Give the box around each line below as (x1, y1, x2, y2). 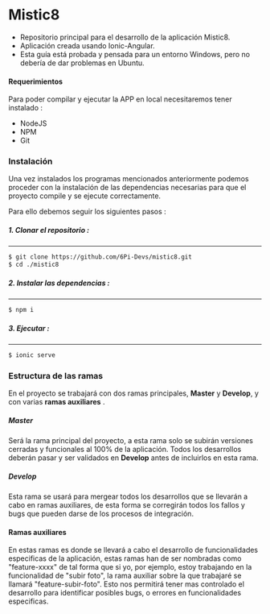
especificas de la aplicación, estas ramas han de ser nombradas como (8, 554, 242, 563)
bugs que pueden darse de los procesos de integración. (8, 509, 194, 519)
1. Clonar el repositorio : (8, 226, 90, 235)
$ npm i (8, 306, 35, 314)
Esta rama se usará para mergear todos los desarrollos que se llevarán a (8, 492, 248, 501)
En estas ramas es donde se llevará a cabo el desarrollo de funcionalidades (8, 546, 259, 555)
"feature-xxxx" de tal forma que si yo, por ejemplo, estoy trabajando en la (8, 562, 252, 572)
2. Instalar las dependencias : (8, 278, 110, 288)
